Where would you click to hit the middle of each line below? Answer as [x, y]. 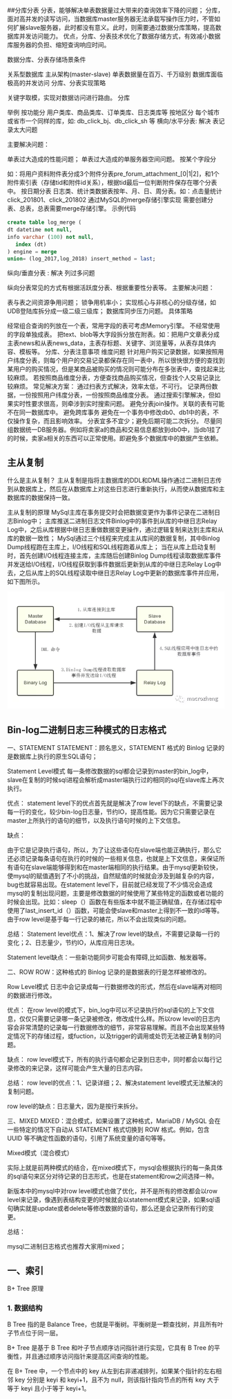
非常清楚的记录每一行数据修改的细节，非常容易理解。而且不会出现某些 [119, 1028]
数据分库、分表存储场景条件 [47, 60]
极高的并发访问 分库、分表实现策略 [56, 83]
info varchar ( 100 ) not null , [51, 237]
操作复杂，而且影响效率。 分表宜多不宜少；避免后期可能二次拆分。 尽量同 [117, 421]
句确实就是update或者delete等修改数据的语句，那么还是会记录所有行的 [108, 1209]
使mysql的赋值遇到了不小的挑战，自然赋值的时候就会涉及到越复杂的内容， [113, 876]
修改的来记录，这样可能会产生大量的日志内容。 [79, 1068]
